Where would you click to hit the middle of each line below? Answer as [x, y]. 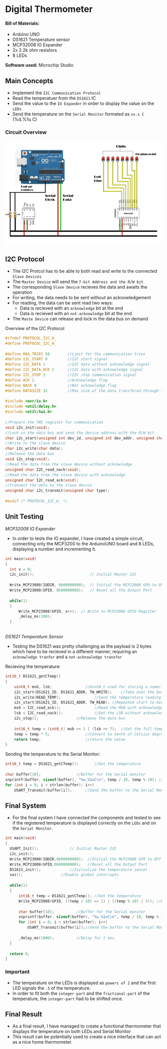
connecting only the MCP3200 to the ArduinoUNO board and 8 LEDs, [83, 543]
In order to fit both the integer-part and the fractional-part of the [81, 993]
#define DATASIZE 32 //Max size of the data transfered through [82, 391]
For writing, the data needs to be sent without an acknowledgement [82, 297]
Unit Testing [24, 517]
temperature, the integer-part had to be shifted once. [68, 999]
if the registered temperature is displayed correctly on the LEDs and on [84, 823]
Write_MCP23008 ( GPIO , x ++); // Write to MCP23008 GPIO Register [87, 611]
